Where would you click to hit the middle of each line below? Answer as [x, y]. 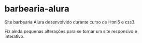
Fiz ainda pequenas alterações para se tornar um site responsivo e [71, 31]
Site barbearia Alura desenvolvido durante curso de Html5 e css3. [70, 22]
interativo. [14, 36]
